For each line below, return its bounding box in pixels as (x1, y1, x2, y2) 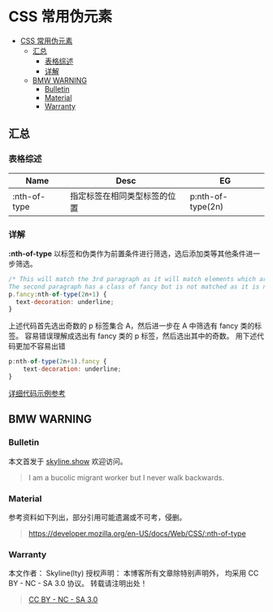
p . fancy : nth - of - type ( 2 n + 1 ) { (8, 290, 107, 298)
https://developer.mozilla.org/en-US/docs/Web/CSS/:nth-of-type (28, 528, 246, 538)
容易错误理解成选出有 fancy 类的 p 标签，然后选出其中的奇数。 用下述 (24, 331, 258, 341)
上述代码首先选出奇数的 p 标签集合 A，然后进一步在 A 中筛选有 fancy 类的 (8, 321, 255, 331)
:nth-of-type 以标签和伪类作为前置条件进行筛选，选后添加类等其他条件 (8, 249, 246, 258)
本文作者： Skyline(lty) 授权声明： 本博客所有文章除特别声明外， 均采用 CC (8, 568, 259, 578)
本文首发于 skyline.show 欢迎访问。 (8, 456, 128, 466)
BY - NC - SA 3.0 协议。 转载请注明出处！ (8, 579, 148, 588)
